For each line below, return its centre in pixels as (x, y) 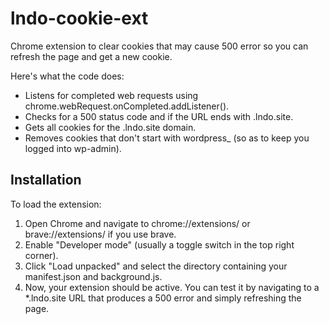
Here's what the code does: (67, 76)
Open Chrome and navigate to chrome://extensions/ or (137, 223)
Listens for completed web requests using (111, 95)
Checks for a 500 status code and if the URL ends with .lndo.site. (159, 116)
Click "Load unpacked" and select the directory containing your (156, 266)
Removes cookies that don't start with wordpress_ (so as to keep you (167, 138)
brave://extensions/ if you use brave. (100, 234)
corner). (41, 255)
